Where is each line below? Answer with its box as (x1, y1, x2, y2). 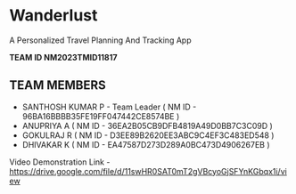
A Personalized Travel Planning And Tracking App (9, 35, 192, 45)
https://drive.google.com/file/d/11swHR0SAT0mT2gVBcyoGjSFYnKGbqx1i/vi (9, 166, 287, 176)
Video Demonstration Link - (9, 157, 111, 167)
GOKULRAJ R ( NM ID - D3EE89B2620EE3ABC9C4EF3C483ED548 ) (21, 130, 275, 141)
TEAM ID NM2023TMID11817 (9, 52, 118, 62)
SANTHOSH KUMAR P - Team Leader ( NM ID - (21, 101, 197, 112)
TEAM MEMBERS (9, 77, 107, 93)
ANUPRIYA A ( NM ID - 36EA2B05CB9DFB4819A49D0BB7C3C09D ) (21, 120, 274, 131)
